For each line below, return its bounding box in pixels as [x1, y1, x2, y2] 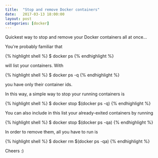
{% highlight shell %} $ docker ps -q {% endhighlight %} [5, 72, 120, 78]
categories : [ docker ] [5, 21, 50, 26]
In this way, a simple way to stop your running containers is [5, 91, 125, 97]
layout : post [5, 16, 32, 21]
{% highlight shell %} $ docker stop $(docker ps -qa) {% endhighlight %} [5, 119, 154, 125]
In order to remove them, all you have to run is [5, 129, 98, 135]
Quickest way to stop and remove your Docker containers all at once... [5, 34, 147, 40]
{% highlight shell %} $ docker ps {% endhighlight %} [5, 53, 114, 59]
